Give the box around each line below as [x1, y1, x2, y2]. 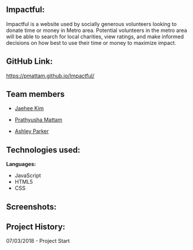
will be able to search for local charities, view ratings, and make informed [6, 33, 184, 40]
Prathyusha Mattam [14, 116, 63, 124]
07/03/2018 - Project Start [6, 238, 70, 245]
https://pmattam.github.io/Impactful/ [6, 72, 94, 79]
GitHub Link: [6, 56, 53, 67]
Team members [6, 89, 65, 99]
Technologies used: [6, 145, 81, 155]
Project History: [6, 222, 66, 232]
